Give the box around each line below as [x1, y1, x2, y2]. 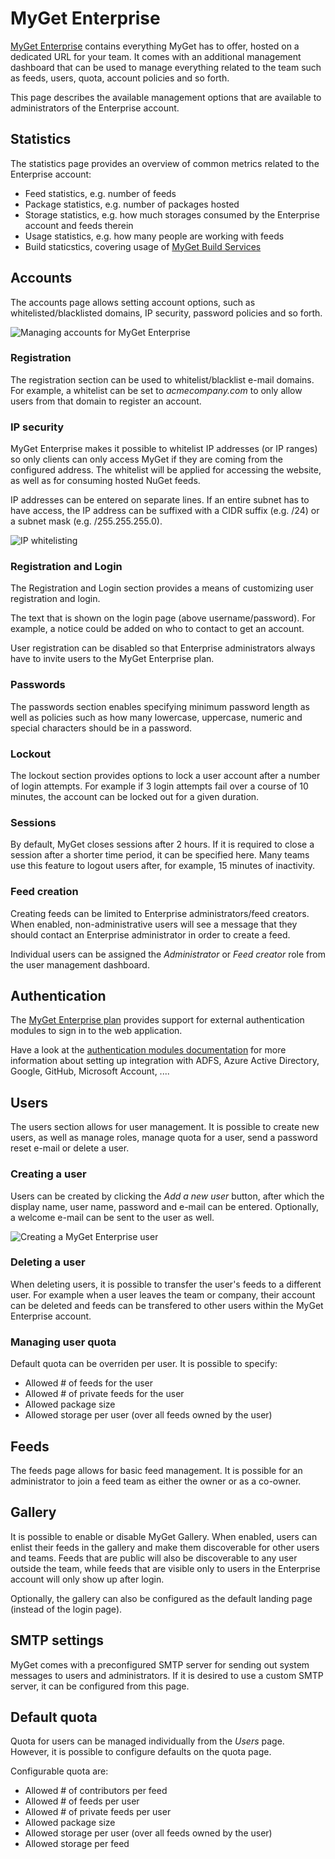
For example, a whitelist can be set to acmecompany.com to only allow [10, 384, 303, 396]
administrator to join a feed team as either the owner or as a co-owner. [10, 1475, 302, 1487]
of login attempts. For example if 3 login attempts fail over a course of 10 [10, 780, 309, 792]
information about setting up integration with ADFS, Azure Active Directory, [10, 1055, 320, 1067]
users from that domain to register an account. [10, 395, 202, 407]
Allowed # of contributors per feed [24, 1785, 168, 1797]
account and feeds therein [24, 219, 134, 231]
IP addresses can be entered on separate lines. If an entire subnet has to [10, 494, 310, 506]
